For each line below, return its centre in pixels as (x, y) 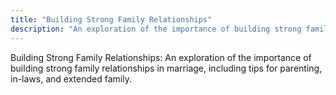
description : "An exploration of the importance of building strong (156, 29)
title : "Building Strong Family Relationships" (111, 19)
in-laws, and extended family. (71, 78)
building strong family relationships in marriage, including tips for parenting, (166, 68)
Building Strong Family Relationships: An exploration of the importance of (161, 57)
